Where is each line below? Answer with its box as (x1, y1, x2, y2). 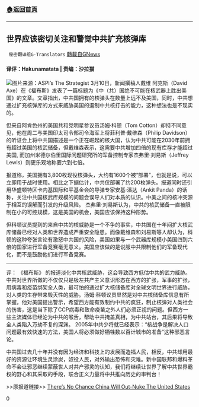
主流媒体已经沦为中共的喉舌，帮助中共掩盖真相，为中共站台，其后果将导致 (11, 313, 193, 321)
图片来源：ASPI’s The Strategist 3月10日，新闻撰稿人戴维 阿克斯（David (12, 80, 188, 87)
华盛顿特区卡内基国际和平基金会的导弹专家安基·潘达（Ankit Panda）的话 (11, 186, 188, 193)
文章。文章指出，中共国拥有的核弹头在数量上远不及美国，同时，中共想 (21, 94, 193, 101)
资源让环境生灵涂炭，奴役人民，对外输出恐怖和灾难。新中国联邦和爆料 (16, 356, 188, 363)
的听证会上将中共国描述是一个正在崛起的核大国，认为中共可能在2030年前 (6, 136, 185, 144)
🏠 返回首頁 (6, 5, 38, 13)
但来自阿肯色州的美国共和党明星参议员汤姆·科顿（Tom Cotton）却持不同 (6, 122, 182, 129)
